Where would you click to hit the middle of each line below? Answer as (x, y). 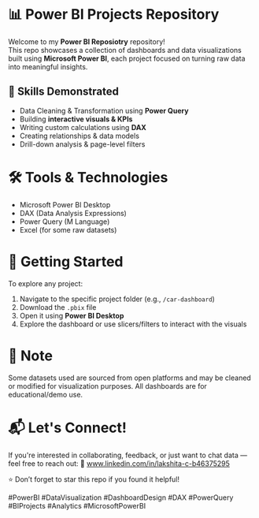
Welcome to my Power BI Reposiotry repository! (87, 41)
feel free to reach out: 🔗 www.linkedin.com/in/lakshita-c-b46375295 (119, 463)
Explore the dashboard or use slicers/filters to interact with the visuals (133, 324)
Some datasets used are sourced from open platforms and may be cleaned (130, 378)
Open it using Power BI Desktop (72, 315)
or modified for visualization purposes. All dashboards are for (107, 386)
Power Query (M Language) (65, 222)
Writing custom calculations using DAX (83, 127)
